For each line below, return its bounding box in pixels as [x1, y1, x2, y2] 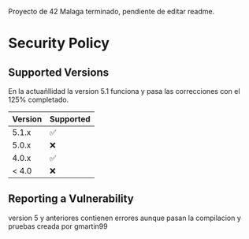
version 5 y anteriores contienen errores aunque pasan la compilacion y [8, 213, 242, 222]
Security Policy [8, 35, 110, 52]
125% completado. [8, 95, 69, 104]
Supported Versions [8, 65, 109, 79]
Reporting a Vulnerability [8, 192, 134, 206]
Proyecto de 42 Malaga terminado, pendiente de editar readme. [8, 7, 215, 16]
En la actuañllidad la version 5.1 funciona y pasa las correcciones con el [8, 87, 240, 95]
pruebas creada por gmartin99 [8, 221, 108, 231]
